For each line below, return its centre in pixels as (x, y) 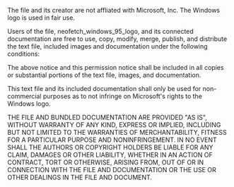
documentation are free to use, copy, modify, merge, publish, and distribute (117, 39)
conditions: (24, 54)
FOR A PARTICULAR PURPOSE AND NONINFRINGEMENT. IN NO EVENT (112, 140)
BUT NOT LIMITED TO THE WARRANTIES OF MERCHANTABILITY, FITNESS (117, 132)
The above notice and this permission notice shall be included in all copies (116, 67)
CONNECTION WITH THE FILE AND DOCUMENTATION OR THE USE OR (112, 170)
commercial (24, 96)
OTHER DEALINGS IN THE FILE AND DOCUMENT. (80, 177)
